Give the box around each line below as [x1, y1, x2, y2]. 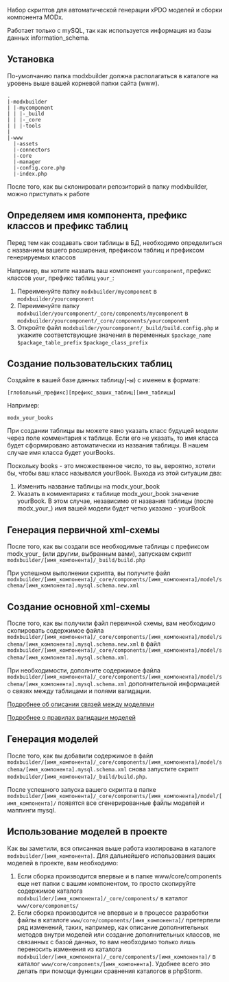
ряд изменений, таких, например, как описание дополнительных [16, 923, 209, 931]
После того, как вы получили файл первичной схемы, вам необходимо [7, 619, 216, 627]
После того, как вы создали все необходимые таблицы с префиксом [7, 542, 209, 551]
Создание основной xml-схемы [7, 600, 151, 613]
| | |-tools [7, 122, 41, 129]
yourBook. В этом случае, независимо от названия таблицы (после [16, 497, 214, 505]
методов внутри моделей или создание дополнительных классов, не [16, 930, 221, 939]
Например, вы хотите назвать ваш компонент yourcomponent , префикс [7, 266, 211, 274]
